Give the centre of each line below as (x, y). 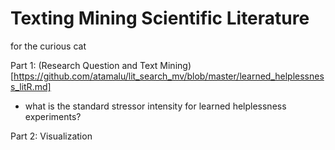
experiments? (53, 116)
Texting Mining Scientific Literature (160, 18)
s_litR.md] (31, 86)
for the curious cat (48, 46)
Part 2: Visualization (51, 136)
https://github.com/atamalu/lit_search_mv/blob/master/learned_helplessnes (169, 76)
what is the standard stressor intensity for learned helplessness (155, 106)
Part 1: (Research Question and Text (84, 65)
